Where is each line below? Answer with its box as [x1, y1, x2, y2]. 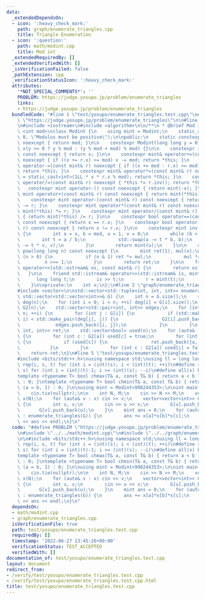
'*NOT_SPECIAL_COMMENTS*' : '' [17, 89, 95, 95]
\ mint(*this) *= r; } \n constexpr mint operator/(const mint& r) [17, 208, 198, 214]
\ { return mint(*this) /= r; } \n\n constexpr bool [17, 214, 160, 220]
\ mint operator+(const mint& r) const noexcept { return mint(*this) [17, 191, 201, 197]
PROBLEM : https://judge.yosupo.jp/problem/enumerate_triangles [17, 94, 182, 100]
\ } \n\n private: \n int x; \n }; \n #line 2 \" [17, 282, 143, 288]
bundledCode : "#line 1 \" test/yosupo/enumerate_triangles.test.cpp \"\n [12, 111, 198, 117]
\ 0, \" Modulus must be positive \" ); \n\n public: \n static [17, 134, 176, 141]
